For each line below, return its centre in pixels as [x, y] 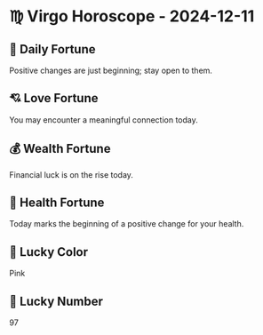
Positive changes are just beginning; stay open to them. [111, 70]
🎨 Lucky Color [49, 252]
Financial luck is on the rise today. [71, 174]
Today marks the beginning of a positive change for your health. [127, 224]
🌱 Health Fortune [57, 203]
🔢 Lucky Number [56, 301]
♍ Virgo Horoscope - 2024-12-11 [132, 16]
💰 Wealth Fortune [60, 149]
